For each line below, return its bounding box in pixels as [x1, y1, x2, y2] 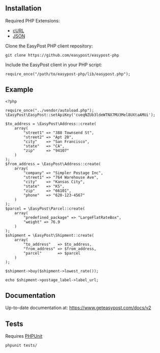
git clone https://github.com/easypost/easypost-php [5, 53, 119, 58]
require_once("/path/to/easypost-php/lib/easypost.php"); [5, 71, 131, 77]
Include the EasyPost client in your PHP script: [5, 61, 103, 68]
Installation [5, 4, 42, 13]
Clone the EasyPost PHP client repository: [5, 43, 93, 49]
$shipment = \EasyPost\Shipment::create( [5, 233, 94, 238]
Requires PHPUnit [5, 333, 43, 339]
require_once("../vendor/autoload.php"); [5, 108, 94, 113]
